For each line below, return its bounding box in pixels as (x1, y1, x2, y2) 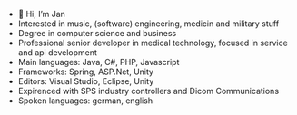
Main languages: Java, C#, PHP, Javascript (17, 57, 180, 67)
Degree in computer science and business (17, 28, 177, 38)
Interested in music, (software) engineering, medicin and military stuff (17, 18, 280, 29)
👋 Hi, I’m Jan (17, 9, 66, 19)
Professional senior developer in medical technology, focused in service (17, 37, 288, 48)
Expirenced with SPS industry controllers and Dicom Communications (17, 86, 280, 96)
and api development (17, 47, 98, 58)
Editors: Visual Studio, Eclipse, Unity (17, 76, 154, 86)
